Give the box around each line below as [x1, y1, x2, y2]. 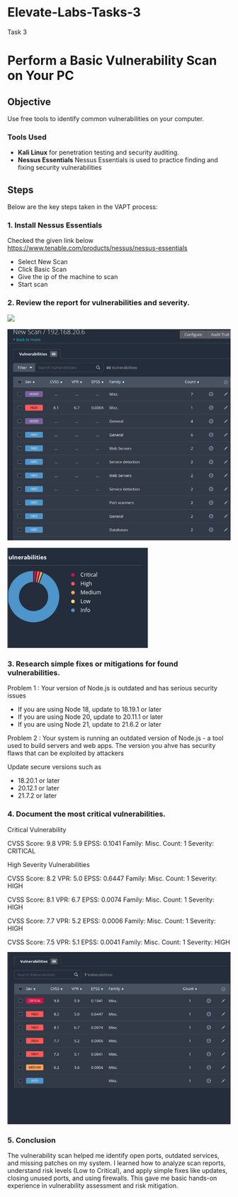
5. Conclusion [7, 1135, 57, 1145]
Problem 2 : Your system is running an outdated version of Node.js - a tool [7, 734, 224, 742]
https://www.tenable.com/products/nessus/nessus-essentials [7, 244, 188, 252]
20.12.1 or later [17, 784, 60, 793]
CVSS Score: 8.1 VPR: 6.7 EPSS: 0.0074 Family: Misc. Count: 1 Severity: [7, 895, 215, 904]
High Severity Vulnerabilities [7, 860, 90, 868]
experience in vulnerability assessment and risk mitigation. [7, 1181, 178, 1190]
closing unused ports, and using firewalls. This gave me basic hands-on [7, 1174, 217, 1183]
